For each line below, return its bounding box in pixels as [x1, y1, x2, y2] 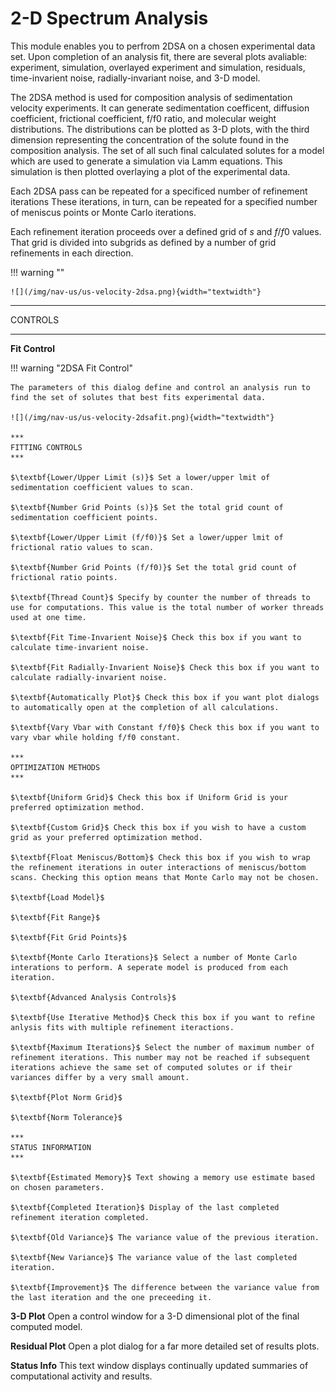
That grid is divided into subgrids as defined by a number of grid [10, 236, 277, 248]
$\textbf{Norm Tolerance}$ [10, 1112, 123, 1122]
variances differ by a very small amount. [10, 1072, 190, 1082]
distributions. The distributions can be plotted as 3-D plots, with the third [10, 123, 310, 135]
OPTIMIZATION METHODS [10, 762, 101, 772]
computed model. [10, 1320, 83, 1332]
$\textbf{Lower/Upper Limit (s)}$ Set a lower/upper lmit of [10, 472, 271, 482]
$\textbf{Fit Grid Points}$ [10, 932, 128, 942]
